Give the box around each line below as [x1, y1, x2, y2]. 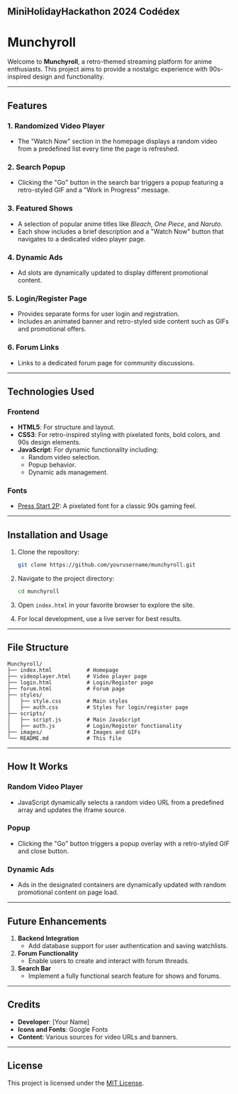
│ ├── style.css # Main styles [7, 697, 129, 705]
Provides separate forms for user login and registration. [17, 309, 180, 318]
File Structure [7, 642, 69, 654]
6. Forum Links [7, 343, 59, 353]
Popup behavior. [28, 460, 76, 469]
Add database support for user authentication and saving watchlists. [28, 941, 228, 950]
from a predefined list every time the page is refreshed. [17, 144, 179, 153]
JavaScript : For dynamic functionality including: [17, 445, 159, 454]
